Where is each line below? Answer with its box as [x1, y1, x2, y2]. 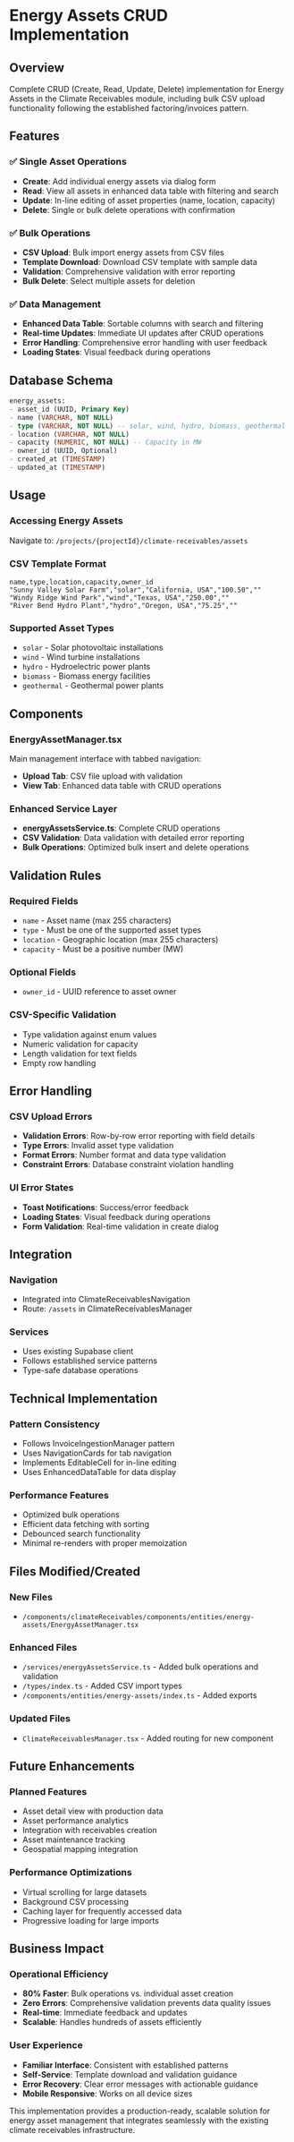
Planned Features [9, 1786, 88, 1798]
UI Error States [9, 1182, 74, 1194]
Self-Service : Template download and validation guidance [21, 2069, 238, 2079]
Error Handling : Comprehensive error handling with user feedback [21, 337, 268, 348]
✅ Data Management [9, 297, 101, 310]
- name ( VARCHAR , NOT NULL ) [9, 413, 114, 422]
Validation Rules [9, 867, 102, 883]
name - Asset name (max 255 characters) [21, 915, 172, 926]
